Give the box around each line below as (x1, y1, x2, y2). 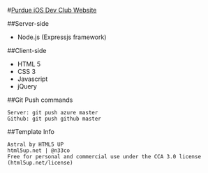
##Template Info (7, 128, 54, 135)
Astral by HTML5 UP (7, 141, 64, 148)
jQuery (17, 82, 37, 90)
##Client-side (7, 47, 47, 54)
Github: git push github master (7, 115, 101, 122)
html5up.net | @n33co (7, 147, 70, 154)
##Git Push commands (7, 96, 73, 104)
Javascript (17, 75, 48, 83)
